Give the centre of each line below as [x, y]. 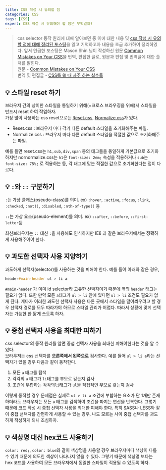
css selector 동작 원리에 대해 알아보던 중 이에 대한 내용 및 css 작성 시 [84, 38]
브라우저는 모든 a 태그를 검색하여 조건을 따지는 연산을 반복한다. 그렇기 [89, 402]
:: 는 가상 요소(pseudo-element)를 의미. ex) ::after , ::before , [67, 216]
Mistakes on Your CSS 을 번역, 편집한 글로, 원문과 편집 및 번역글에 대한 [86, 57]
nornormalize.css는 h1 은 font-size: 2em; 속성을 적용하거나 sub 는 [83, 157]
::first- [139, 217]
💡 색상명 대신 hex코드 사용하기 [49, 437]
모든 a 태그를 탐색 [29, 372]
